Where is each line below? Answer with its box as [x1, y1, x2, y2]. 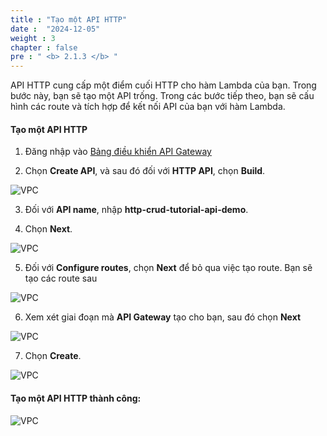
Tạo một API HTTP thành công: [10, 392, 142, 404]
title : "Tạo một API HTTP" [10, 14, 128, 25]
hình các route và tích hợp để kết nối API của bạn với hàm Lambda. [10, 101, 286, 113]
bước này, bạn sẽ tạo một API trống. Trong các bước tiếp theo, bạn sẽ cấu [10, 90, 315, 102]
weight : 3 [10, 33, 56, 43]
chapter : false [10, 42, 78, 53]
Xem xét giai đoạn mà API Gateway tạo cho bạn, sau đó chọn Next [24, 311, 302, 323]
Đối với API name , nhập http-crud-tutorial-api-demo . [24, 204, 249, 216]
